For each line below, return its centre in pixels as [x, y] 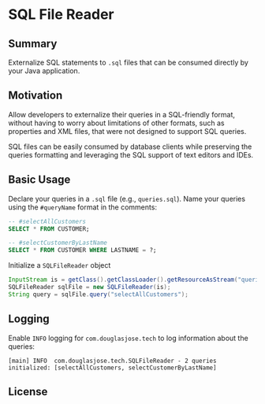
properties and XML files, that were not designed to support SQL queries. [127, 131]
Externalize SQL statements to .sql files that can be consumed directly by [128, 62]
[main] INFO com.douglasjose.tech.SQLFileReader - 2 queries [112, 361]
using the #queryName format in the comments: [83, 207]
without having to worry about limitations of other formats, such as [116, 123]
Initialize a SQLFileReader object [60, 265]
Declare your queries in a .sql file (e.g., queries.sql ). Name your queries [127, 198]
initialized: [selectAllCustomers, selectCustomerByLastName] [112, 368]
